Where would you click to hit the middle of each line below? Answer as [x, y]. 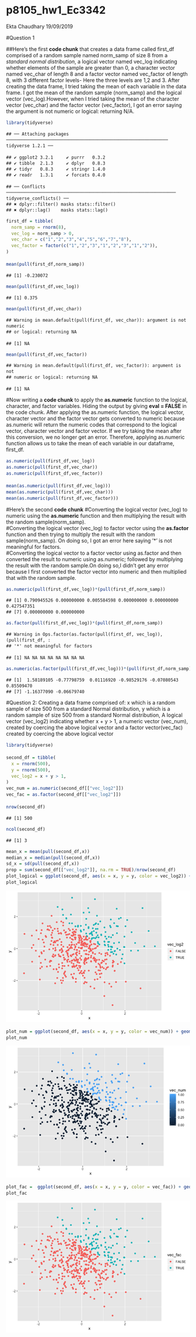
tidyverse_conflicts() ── [37, 198]
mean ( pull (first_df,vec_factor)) [47, 355]
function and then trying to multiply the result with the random [81, 534]
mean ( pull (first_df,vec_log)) [43, 286]
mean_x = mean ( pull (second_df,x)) [48, 851]
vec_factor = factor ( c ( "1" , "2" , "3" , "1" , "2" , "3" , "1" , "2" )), [85, 246]
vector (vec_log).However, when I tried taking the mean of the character [93, 99]
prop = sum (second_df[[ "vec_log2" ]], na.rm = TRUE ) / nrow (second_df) [91, 870]
